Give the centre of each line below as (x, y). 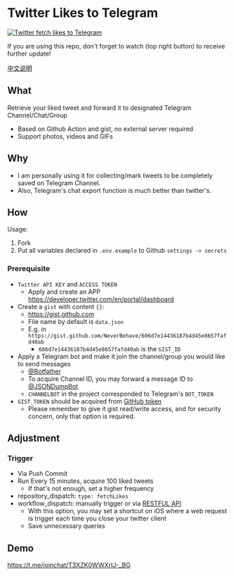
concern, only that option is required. (82, 416)
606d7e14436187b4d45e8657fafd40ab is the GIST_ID (110, 349)
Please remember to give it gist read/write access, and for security (124, 408)
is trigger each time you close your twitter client (97, 518)
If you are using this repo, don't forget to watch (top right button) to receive (116, 46)
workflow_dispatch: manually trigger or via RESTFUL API (99, 503)
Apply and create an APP (64, 292)
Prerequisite (29, 269)
